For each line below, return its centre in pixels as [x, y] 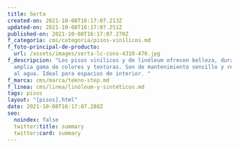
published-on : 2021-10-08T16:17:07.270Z [68, 34]
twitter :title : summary [49, 126]
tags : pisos [25, 93]
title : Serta [27, 14]
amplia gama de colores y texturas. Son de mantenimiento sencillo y [119, 67]
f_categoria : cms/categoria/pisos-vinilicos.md [79, 41]
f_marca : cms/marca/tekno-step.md [59, 80]
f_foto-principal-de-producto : [54, 47]
